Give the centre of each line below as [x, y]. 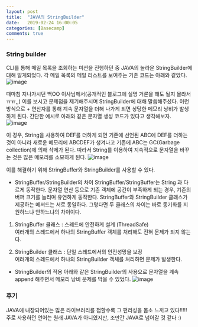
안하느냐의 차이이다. [58, 212]
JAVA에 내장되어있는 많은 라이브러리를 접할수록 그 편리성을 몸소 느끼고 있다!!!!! [97, 310]
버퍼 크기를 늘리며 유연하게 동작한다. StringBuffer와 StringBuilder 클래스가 [101, 197]
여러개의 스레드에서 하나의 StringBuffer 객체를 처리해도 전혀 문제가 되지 [97, 232]
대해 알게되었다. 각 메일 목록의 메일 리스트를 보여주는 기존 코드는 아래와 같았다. [97, 75]
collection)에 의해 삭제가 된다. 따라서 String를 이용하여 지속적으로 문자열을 [92, 150]
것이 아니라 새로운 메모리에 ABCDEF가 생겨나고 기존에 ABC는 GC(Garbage [93, 143]
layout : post [22, 12]
